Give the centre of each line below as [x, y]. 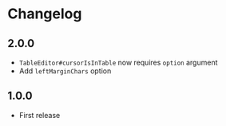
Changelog [45, 14]
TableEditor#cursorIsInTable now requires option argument [118, 62]
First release [40, 115]
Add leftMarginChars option [65, 71]
